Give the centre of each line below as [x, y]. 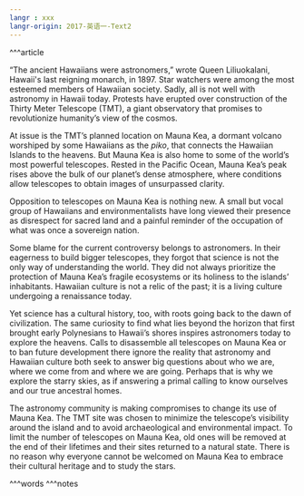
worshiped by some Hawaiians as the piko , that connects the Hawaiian [142, 145]
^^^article [27, 52]
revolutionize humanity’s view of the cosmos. [94, 118]
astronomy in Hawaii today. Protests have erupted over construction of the [148, 98]
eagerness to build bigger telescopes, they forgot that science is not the [144, 257]
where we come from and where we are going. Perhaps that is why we [142, 371]
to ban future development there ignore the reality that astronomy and [140, 352]
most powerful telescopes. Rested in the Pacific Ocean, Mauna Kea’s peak [148, 164]
